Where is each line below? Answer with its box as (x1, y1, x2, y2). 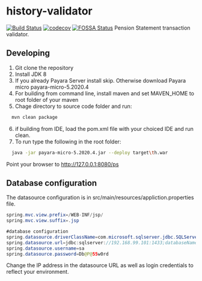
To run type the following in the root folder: (14, 137, 121, 145)
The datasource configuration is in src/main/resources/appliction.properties (6, 194, 194, 201)
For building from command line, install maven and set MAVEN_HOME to (14, 89, 194, 97)
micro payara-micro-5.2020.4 (14, 83, 89, 90)
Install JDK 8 (14, 71, 47, 78)
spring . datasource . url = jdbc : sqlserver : (6, 239, 106, 245)
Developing (6, 48, 50, 58)
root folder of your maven (14, 96, 79, 103)
